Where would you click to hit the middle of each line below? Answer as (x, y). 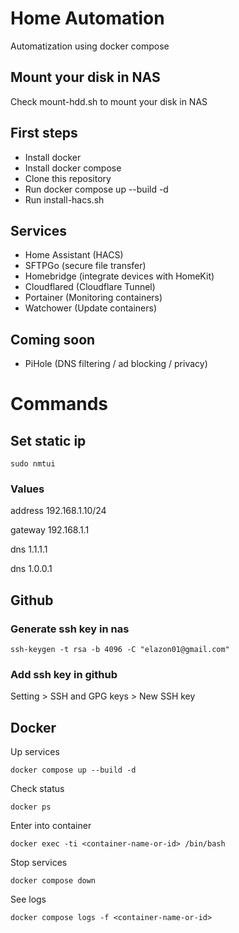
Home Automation (87, 18)
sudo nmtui (33, 464)
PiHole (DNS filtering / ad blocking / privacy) (116, 364)
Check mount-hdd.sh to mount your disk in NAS (109, 101)
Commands (59, 404)
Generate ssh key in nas (70, 629)
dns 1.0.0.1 (31, 569)
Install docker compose (73, 168)
